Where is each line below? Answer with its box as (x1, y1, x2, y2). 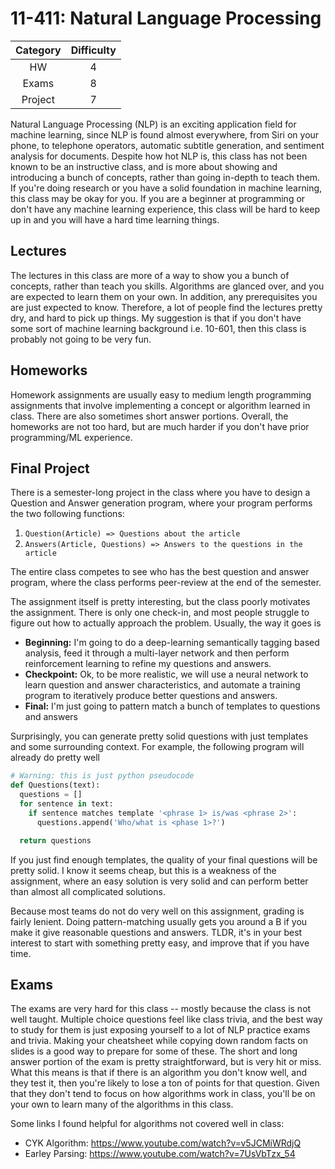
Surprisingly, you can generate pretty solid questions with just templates (10, 730, 309, 742)
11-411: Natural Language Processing (10, 7, 322, 30)
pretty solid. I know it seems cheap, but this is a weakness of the (10, 864, 277, 876)
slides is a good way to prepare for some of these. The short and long (10, 1045, 298, 1057)
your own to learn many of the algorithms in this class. (10, 1098, 234, 1111)
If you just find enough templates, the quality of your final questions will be (10, 853, 318, 866)
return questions (19, 835, 92, 846)
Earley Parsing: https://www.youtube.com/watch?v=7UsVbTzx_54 (24, 1148, 296, 1160)
